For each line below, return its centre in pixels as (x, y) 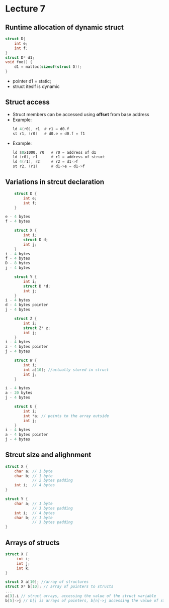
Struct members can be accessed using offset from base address (81, 114)
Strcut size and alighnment (48, 455)
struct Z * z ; (37, 328)
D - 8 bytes (18, 263)
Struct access (28, 102)
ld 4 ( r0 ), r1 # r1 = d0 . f (41, 129)
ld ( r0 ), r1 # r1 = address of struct (59, 157)
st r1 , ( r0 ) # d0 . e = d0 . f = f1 (49, 134)
